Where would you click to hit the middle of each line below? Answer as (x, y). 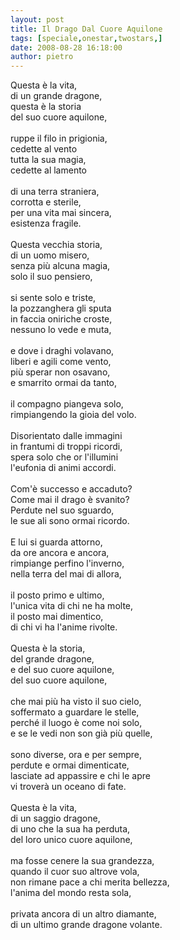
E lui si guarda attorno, (56, 542)
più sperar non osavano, (60, 372)
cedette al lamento (48, 170)
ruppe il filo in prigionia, (59, 138)
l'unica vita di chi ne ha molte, (72, 606)
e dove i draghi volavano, (62, 351)
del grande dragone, (52, 659)
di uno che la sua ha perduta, (70, 829)
